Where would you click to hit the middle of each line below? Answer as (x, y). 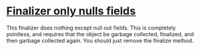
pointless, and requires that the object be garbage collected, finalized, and (100, 34)
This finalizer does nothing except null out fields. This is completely (91, 28)
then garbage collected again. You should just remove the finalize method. (100, 40)
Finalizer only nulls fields (71, 11)
